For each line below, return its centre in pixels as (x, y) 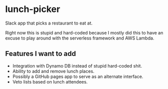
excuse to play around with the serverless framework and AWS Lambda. (80, 38)
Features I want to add (41, 54)
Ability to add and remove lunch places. (53, 71)
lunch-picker (33, 9)
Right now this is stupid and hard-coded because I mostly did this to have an (84, 32)
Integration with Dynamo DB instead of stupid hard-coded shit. (77, 65)
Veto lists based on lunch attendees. (50, 81)
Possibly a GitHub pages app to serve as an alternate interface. (78, 76)
